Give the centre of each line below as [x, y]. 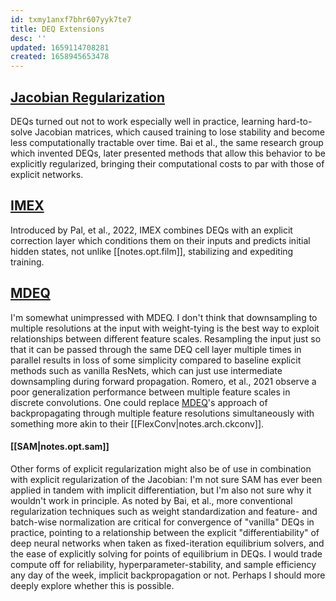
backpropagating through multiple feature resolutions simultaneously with [162, 413]
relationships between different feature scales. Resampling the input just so [166, 338]
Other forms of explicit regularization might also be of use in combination [161, 468]
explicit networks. [47, 174]
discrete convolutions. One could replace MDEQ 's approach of [139, 402]
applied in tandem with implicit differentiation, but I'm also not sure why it [161, 490]
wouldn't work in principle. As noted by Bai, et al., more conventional [151, 500]
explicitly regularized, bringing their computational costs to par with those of [167, 163]
